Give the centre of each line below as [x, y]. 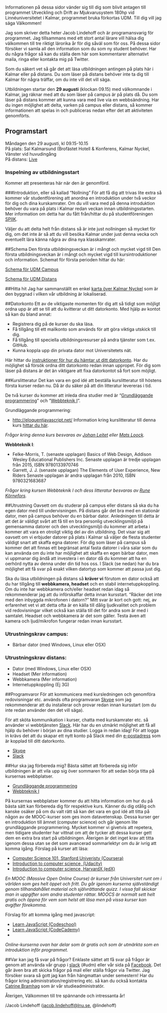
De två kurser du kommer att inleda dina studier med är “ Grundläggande [79, 396]
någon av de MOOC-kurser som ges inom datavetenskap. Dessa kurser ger [83, 816]
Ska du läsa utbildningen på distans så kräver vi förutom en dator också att [82, 579]
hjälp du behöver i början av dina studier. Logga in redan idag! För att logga [82, 730]
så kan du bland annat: [29, 314]
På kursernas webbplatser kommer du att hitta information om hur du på [79, 801]
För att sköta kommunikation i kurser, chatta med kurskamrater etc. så [77, 720]
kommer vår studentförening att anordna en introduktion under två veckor [81, 198]
